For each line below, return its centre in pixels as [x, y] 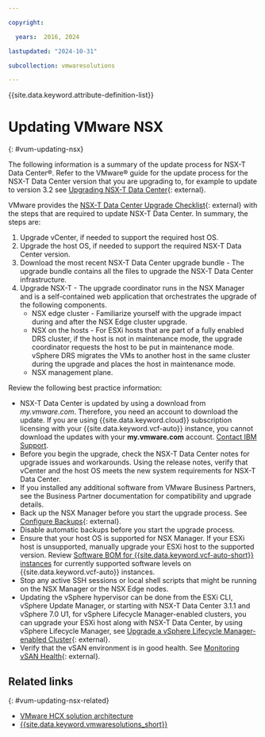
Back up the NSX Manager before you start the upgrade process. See [133, 513]
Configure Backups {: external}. [70, 522]
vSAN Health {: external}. [60, 657]
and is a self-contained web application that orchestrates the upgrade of [138, 297]
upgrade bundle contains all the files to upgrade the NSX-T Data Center [136, 272]
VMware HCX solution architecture [76, 716]
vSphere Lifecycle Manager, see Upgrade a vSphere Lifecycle [121, 631]
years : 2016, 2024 [48, 37]
